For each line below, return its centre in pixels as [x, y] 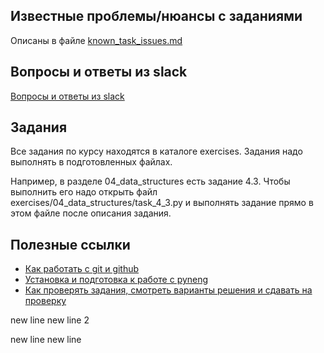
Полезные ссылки [70, 244]
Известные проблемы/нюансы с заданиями [156, 16]
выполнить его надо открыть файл [84, 192]
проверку [45, 301]
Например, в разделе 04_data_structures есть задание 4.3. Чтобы [150, 181]
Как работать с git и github [82, 269]
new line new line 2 [50, 320]
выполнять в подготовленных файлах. [91, 162]
